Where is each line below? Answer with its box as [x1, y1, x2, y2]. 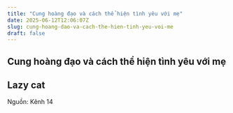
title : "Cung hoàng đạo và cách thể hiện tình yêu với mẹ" [7, 10, 183, 17]
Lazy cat [7, 80, 45, 91]
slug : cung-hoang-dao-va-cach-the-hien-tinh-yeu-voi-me [7, 23, 174, 30]
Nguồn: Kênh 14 [7, 98, 54, 106]
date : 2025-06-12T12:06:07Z [7, 17, 90, 24]
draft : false [7, 29, 45, 37]
